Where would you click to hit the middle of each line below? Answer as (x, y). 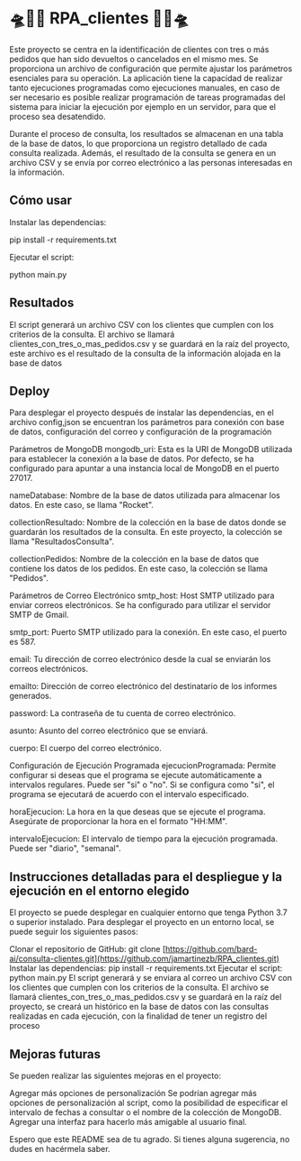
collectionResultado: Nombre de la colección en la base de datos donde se (148, 522)
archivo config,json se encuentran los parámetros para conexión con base (147, 422)
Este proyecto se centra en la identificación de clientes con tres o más (139, 49)
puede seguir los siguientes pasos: (74, 932)
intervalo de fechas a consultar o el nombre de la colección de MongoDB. (146, 1112)
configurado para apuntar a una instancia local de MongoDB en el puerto (145, 468)
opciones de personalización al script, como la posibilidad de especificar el (149, 1102)
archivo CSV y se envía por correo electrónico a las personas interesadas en (151, 162)
